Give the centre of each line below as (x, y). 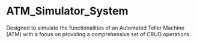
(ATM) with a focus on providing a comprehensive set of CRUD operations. (98, 34)
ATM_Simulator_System (67, 11)
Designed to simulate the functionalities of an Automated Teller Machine (95, 28)
